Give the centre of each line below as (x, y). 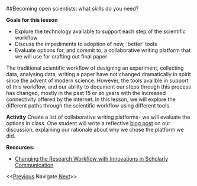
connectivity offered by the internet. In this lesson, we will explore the (91, 99)
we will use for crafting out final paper (61, 56)
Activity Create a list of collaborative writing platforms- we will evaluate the (98, 117)
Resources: (20, 147)
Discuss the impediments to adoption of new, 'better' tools (86, 44)
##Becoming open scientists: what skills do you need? (72, 9)
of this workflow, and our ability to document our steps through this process (98, 87)
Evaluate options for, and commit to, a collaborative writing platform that (103, 50)
